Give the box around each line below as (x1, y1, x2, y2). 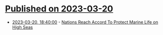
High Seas (12, 24, 33, 30)
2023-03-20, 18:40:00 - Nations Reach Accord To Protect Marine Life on (12, 19, 158, 25)
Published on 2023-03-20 (5, 3, 113, 14)
